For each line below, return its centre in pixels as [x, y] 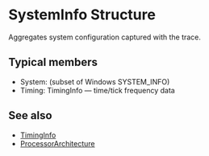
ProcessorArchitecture [57, 143]
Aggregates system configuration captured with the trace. [105, 37]
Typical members [53, 62]
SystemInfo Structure [82, 15]
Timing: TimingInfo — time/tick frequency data [97, 90]
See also [30, 115]
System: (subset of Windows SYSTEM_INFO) [95, 81]
